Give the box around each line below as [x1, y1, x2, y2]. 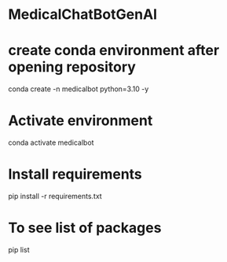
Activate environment [8, 112, 153, 130]
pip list [8, 245, 30, 254]
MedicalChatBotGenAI [8, 6, 158, 24]
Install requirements [8, 165, 143, 183]
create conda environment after [8, 42, 220, 60]
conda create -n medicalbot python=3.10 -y [8, 84, 149, 94]
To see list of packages [8, 219, 162, 237]
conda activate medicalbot [8, 138, 94, 147]
